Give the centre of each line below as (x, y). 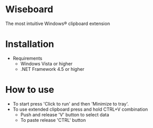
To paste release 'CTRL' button (53, 120)
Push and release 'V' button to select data (65, 114)
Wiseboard (29, 9)
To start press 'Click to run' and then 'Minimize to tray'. (71, 104)
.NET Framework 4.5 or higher (52, 69)
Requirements (27, 58)
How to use (30, 90)
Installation (30, 44)
